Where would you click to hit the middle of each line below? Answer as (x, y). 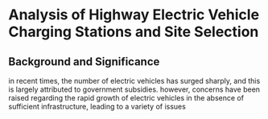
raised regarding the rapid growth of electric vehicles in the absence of (126, 98)
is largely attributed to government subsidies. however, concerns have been (134, 89)
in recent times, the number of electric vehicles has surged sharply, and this (134, 81)
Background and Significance (84, 62)
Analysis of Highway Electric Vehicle (134, 15)
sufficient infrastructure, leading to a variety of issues (97, 107)
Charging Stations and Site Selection (134, 32)
